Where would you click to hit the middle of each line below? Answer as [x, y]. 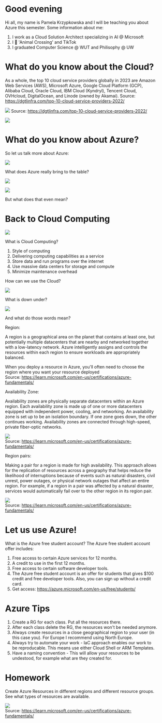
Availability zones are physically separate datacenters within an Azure [74, 401]
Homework [28, 678]
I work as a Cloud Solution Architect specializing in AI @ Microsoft [78, 37]
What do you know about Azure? [72, 140]
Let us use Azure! [41, 530]
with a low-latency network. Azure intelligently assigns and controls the [76, 347]
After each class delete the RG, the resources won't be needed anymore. [85, 627]
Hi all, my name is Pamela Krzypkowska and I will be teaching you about [77, 22]
